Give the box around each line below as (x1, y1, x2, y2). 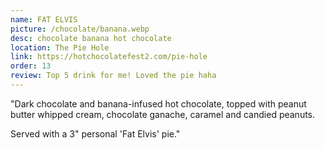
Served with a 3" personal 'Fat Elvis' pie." (10, 127, 181, 140)
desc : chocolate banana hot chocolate (10, 33, 172, 43)
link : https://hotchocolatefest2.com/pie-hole (10, 52, 208, 62)
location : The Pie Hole (10, 42, 110, 53)
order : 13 (10, 61, 52, 71)
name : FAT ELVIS (10, 14, 78, 25)
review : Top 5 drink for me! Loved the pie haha (10, 71, 217, 81)
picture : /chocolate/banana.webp (10, 24, 150, 34)
